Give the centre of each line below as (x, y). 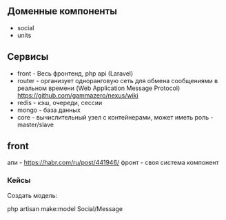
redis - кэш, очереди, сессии (60, 102)
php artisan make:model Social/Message (65, 208)
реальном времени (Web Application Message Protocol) (99, 88)
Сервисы (28, 57)
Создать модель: (32, 195)
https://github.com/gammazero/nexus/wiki (78, 95)
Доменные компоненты (62, 11)
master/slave (35, 124)
